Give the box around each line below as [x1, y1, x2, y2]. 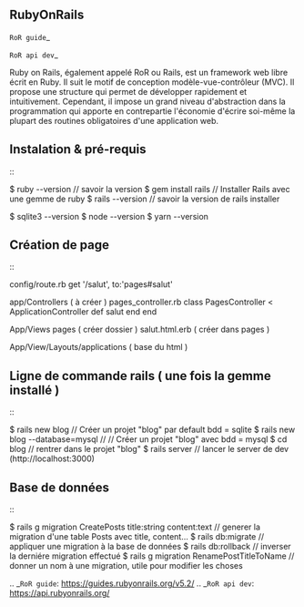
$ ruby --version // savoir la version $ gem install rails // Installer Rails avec [9, 183, 290, 194]
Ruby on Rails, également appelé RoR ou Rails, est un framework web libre [9, 67, 289, 77]
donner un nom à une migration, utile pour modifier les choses [9, 561, 243, 571]
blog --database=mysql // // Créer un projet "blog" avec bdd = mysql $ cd [9, 434, 288, 445]
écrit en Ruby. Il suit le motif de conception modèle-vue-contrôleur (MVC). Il [9, 77, 295, 87]
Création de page [9, 237, 109, 253]
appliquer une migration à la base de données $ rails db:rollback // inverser [9, 541, 291, 552]
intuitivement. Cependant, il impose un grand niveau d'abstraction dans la [9, 96, 287, 107]
